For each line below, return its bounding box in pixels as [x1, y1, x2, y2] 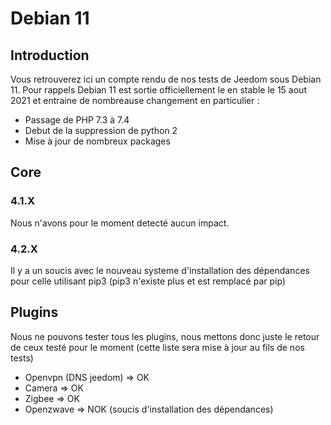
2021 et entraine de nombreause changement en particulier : [10, 95, 260, 106]
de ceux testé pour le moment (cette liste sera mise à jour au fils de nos [10, 341, 305, 353]
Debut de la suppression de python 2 [24, 125, 178, 136]
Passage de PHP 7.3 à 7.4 [24, 114, 130, 126]
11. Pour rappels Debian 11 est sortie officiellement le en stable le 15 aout [10, 84, 307, 96]
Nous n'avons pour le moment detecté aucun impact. [10, 217, 230, 229]
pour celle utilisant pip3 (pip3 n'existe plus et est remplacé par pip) [10, 275, 286, 287]
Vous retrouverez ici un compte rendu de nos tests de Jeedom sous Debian [10, 73, 322, 85]
